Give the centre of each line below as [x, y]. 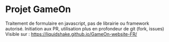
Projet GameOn [38, 9]
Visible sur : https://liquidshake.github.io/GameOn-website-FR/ [71, 34]
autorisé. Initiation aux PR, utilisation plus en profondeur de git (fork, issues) [85, 28]
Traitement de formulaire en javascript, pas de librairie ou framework [77, 23]
